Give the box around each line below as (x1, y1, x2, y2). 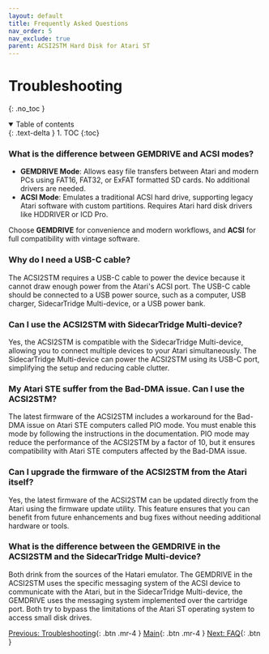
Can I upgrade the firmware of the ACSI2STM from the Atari (8, 467, 247, 478)
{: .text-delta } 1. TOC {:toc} (8, 128, 100, 138)
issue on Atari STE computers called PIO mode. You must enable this (27, 421, 257, 430)
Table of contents (15, 119, 75, 130)
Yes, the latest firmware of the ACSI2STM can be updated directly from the (8, 495, 259, 505)
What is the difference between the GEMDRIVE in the (8, 541, 221, 552)
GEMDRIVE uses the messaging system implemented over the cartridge (8, 595, 248, 605)
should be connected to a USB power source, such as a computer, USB (8, 289, 246, 300)
